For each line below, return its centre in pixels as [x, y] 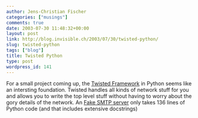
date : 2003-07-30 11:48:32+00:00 [48, 28]
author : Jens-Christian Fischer [46, 12]
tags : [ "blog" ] [25, 50]
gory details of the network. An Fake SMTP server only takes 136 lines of [96, 103]
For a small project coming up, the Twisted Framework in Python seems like [99, 84]
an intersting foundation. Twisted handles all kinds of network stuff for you [98, 90]
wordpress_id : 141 [29, 67]
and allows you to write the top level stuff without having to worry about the [99, 96]
